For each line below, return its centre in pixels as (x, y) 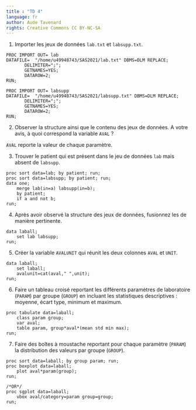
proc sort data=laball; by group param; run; (62, 361)
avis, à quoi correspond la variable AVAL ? (64, 134)
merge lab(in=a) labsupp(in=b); (56, 189)
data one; (18, 184)
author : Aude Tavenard (34, 22)
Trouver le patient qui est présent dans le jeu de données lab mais (94, 156)
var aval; (29, 323)
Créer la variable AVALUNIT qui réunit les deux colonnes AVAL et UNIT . (96, 253)
